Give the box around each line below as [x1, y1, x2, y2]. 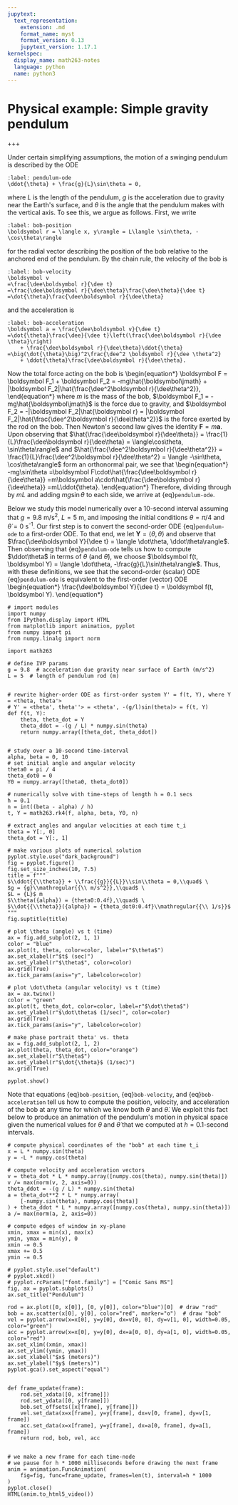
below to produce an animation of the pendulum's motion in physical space [7, 1113, 229, 1121]
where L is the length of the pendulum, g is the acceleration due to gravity [7, 193, 224, 202]
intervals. [7, 1128, 35, 1136]
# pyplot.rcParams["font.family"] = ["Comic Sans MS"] [7, 1279, 174, 1286]
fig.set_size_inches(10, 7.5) [7, 865, 98, 873]
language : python [14, 63, 66, 71]
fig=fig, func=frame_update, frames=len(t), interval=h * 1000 [20, 1472, 212, 1479]
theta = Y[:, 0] [7, 828, 56, 835]
